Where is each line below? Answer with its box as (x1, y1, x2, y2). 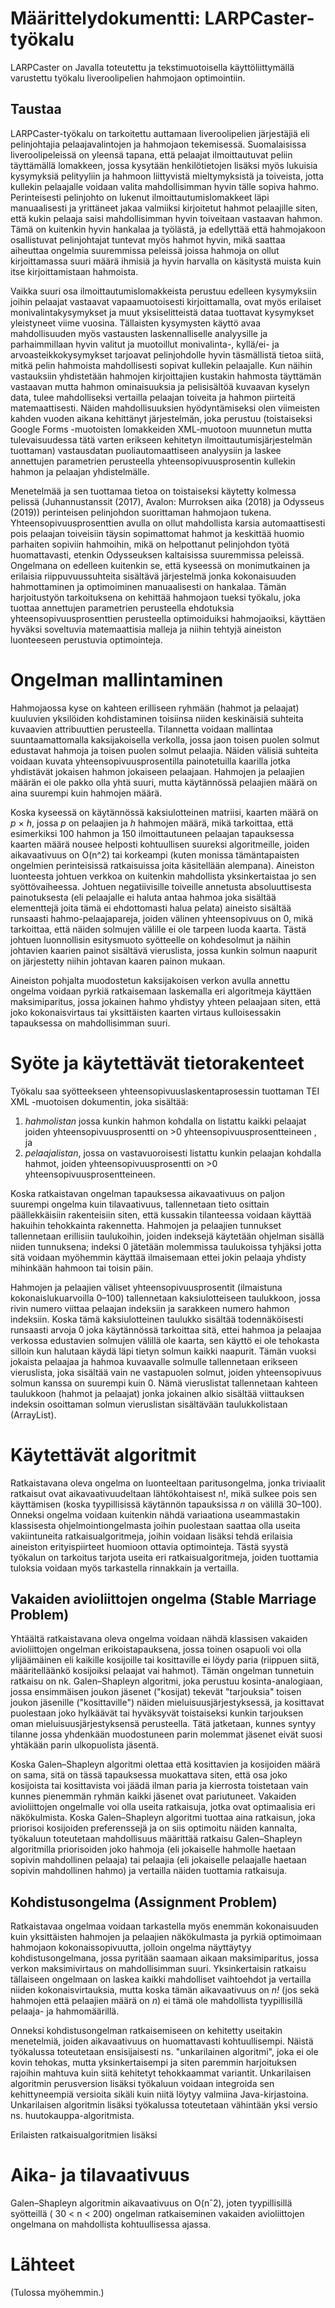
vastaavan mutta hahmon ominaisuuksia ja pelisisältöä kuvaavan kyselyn (10, 380, 310, 392)
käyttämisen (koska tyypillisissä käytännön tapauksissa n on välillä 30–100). (10, 1498, 323, 1510)
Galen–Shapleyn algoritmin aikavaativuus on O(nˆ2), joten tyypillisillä (10, 2197, 293, 2209)
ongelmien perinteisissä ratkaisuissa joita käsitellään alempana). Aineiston (10, 859, 315, 871)
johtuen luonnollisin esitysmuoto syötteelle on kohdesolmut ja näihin (10, 933, 292, 946)
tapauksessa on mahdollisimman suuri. (10, 1017, 171, 1029)
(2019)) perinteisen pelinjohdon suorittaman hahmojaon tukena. (10, 506, 272, 518)
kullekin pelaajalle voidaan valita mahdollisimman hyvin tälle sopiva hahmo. (10, 180, 320, 192)
